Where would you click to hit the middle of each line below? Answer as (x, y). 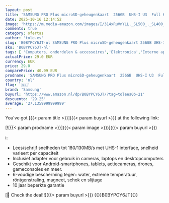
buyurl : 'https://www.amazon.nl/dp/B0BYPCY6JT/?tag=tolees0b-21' (75, 94)
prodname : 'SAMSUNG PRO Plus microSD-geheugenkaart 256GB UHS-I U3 (80, 76)
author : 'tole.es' (24, 38)
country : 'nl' (20, 80)
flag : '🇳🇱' (18, 85)
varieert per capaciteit (35, 153)
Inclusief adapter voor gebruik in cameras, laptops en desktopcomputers (88, 159)
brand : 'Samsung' (23, 89)
